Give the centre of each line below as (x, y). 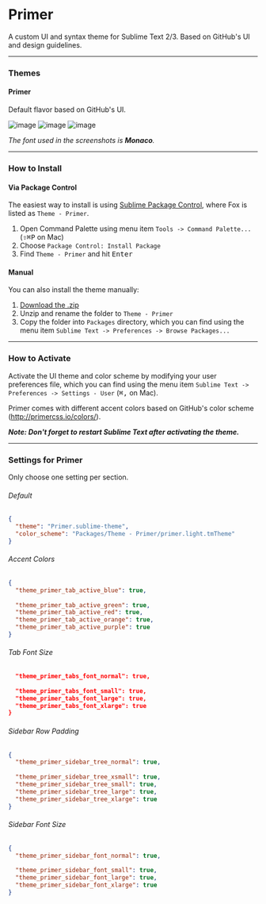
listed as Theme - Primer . (49, 213)
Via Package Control (43, 187)
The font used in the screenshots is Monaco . (82, 140)
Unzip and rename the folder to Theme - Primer (96, 314)
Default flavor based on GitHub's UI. (67, 110)
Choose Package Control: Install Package (90, 246)
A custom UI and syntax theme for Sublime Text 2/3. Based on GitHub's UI (129, 37)
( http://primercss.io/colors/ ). (55, 416)
